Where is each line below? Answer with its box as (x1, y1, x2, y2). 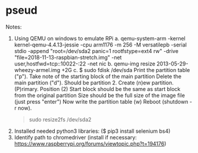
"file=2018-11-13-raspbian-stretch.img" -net (14, 54, 122, 61)
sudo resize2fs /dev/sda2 (29, 115, 92, 123)
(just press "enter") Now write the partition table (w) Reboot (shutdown (14, 98, 188, 105)
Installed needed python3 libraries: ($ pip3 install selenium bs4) (14, 127, 171, 135)
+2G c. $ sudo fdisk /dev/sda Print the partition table (61, 66, 190, 73)
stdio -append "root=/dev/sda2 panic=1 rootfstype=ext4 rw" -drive (14, 47, 179, 54)
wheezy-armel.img (14, 66, 61, 73)
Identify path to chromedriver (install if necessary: (14, 133, 137, 140)
